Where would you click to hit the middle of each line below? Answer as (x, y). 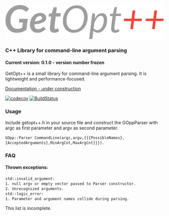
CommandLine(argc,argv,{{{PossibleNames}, (79, 138)
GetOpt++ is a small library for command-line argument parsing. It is (76, 74)
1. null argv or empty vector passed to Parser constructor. (71, 184)
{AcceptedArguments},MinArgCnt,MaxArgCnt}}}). (55, 143)
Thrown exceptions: (27, 167)
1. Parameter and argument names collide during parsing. (67, 199)
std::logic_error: (24, 194)
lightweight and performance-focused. (45, 79)
